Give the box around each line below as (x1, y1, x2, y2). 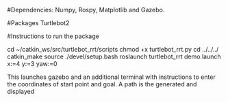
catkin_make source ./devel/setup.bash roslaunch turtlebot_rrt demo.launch (7, 52, 221, 61)
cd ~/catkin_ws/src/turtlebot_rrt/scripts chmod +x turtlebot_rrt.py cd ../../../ (7, 46, 219, 53)
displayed (7, 88, 35, 95)
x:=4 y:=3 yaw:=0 (7, 60, 58, 67)
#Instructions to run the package (7, 32, 99, 40)
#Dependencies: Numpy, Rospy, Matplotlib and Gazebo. (7, 6, 165, 14)
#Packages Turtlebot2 (7, 19, 70, 27)
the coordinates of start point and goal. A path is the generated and (7, 80, 197, 88)
